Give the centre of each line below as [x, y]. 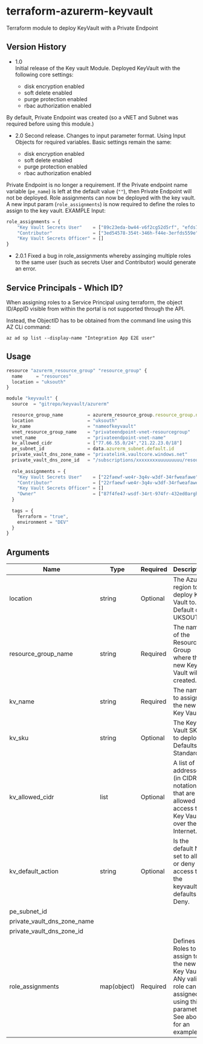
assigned [186, 994]
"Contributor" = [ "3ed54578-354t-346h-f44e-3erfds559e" [108, 233]
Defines [184, 941]
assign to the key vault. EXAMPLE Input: [56, 210]
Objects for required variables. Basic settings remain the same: [93, 142]
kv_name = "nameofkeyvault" [74, 426]
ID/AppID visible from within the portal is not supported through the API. [96, 309]
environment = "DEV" [43, 522]
